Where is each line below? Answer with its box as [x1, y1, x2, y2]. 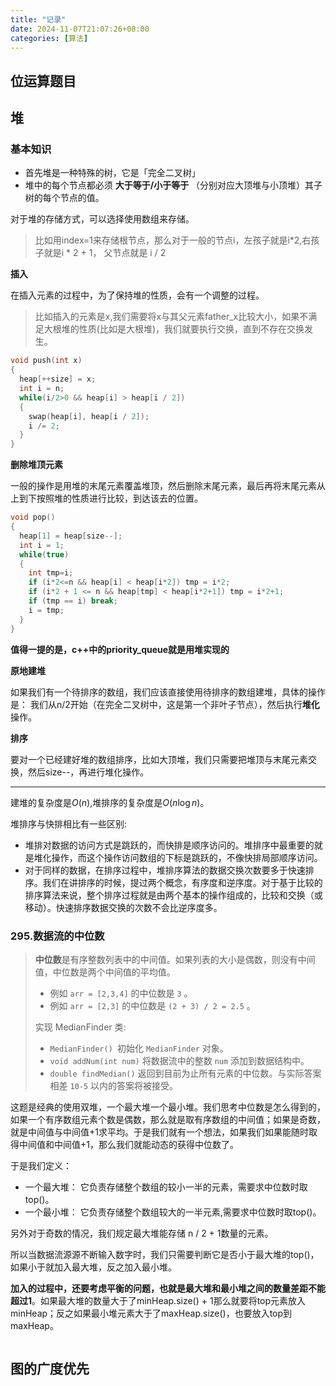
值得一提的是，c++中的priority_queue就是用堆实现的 [10, 643, 230, 655]
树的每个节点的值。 [24, 192, 105, 204]
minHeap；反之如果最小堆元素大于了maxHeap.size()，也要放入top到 [10, 1307, 293, 1319]
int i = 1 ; [19, 540, 65, 550]
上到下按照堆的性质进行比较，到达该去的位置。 [10, 492, 203, 505]
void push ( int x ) [10, 356, 83, 366]
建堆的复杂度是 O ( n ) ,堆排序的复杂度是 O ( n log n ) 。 [10, 796, 210, 808]
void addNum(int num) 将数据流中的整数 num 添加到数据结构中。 [49, 1054, 310, 1066]
